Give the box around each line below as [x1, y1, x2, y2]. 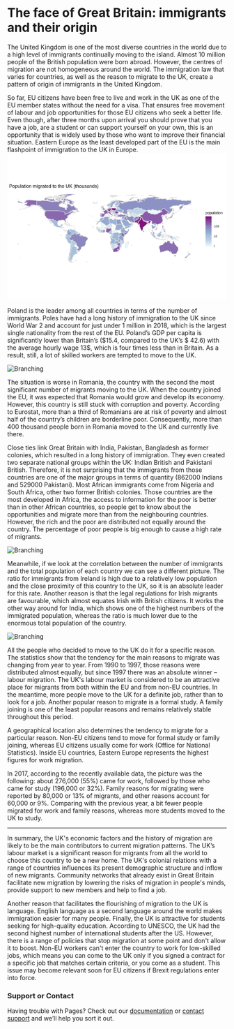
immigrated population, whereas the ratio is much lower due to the [7, 611, 198, 619]
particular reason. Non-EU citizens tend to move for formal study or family [7, 733, 220, 741]
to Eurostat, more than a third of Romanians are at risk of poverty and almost [7, 407, 227, 416]
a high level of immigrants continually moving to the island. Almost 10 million [7, 50, 226, 59]
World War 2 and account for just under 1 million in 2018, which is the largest [7, 321, 226, 330]
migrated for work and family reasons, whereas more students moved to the [7, 806, 226, 815]
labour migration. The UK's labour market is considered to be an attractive [7, 675, 220, 683]
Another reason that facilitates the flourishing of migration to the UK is [7, 899, 209, 908]
